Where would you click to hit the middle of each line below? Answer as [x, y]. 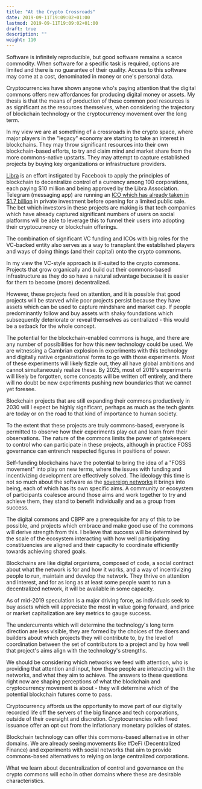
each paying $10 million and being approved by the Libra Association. [93, 188]
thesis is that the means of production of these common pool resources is [98, 101]
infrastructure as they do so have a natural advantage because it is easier [97, 276]
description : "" [27, 34]
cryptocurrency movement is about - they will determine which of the [93, 688]
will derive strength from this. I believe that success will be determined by [98, 532]
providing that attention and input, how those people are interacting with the [101, 669]
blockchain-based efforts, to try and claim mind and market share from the [99, 151]
